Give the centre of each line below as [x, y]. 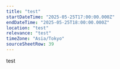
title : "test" [24, 11]
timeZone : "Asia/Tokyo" [35, 39]
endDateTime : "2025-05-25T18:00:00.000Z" [58, 22]
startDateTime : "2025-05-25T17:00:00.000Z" [61, 17]
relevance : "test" [29, 33]
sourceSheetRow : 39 [30, 44]
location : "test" [27, 28]
